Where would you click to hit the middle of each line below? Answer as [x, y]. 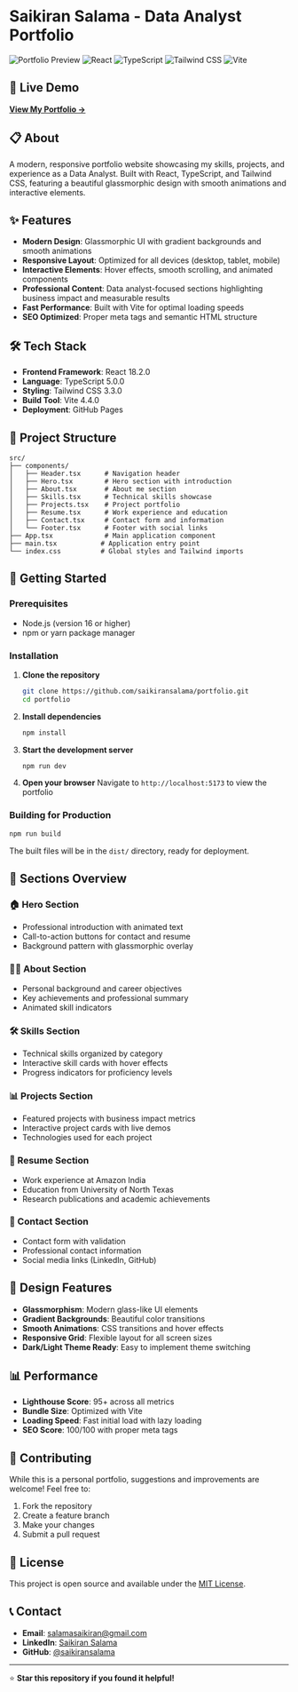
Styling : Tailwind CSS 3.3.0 [72, 391]
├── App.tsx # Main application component [113, 536]
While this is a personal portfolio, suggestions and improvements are [134, 1480]
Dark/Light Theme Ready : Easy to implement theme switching [136, 1346]
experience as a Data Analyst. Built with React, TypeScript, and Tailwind [141, 173]
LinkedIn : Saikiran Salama [70, 1642]
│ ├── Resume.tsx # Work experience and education [118, 512]
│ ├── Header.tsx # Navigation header [94, 473]
